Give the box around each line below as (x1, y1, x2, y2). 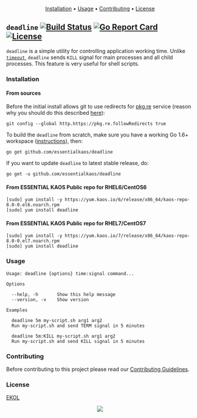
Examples (6, 307, 28, 313)
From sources (6, 89, 41, 97)
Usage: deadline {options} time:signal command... (6, 270, 135, 276)
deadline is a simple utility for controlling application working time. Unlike (6, 47, 186, 54)
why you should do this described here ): (6, 109, 105, 116)
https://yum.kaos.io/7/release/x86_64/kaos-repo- (64, 233, 190, 239)
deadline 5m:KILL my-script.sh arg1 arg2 (11, 333, 116, 339)
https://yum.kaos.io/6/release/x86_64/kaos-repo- (64, 196, 190, 203)
